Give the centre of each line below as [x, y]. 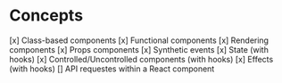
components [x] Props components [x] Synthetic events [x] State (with [139, 49]
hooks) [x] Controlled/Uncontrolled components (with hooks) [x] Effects [141, 59]
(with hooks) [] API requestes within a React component [112, 69]
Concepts [46, 16]
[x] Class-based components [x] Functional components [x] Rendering [139, 40]
